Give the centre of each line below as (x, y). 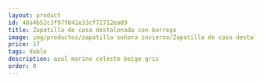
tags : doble (27, 52)
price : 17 (24, 45)
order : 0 (22, 66)
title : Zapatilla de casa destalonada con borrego (92, 30)
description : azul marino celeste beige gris (83, 59)
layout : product (34, 15)
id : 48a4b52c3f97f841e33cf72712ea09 (68, 23)
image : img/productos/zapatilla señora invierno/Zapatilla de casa (121, 37)
